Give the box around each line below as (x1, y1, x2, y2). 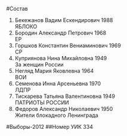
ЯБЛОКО (14, 23, 38, 30)
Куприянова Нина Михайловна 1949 (14, 55, 107, 61)
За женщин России (14, 61, 64, 68)
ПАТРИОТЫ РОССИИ (14, 99, 70, 106)
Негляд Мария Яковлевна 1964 (14, 67, 94, 74)
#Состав (6, 5, 28, 12)
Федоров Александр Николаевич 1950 (14, 106, 113, 112)
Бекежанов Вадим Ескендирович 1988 (14, 17, 113, 23)
